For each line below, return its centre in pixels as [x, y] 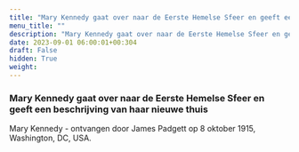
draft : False [33, 51]
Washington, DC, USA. [50, 138]
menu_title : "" [37, 26]
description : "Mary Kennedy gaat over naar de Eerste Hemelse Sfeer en [145, 34]
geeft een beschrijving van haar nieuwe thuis [109, 109]
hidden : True [33, 59]
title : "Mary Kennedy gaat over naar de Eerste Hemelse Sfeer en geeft [145, 17]
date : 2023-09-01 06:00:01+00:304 [73, 42]
